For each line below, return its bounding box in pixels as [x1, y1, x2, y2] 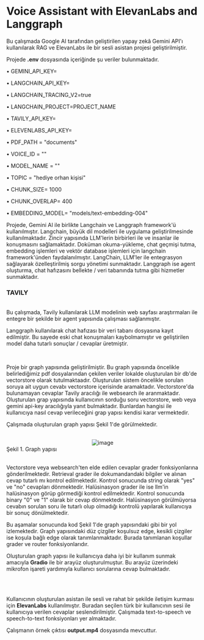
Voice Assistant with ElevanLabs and [6, 4, 198, 18]
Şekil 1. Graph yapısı [6, 445, 57, 453]
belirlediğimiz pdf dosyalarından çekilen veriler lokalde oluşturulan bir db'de [6, 370, 197, 378]
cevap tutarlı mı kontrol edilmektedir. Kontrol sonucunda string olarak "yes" [6, 477, 195, 484]
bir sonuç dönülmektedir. [6, 509, 69, 517]
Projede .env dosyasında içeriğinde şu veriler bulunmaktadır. [6, 56, 159, 63]
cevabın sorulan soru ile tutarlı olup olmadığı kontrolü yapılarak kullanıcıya [6, 503, 192, 510]
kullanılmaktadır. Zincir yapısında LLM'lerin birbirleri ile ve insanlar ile [6, 234, 180, 242]
